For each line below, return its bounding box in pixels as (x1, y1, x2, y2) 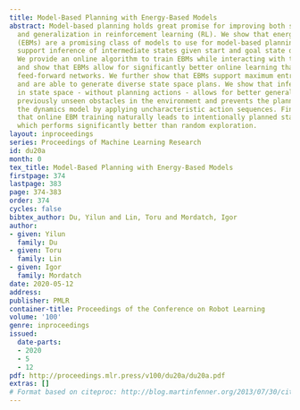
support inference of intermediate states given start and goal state (17, 47, 286, 56)
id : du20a (9, 146, 46, 155)
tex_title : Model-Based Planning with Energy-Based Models (9, 163, 234, 172)
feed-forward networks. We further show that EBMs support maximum (17, 72, 274, 81)
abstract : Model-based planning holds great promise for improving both (9, 21, 286, 30)
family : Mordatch (17, 271, 82, 280)
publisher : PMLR (9, 296, 70, 305)
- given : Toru (9, 246, 62, 255)
